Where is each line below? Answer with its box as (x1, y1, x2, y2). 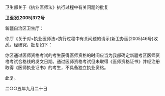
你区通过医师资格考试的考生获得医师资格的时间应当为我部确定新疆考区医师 (5, 52, 156, 58)
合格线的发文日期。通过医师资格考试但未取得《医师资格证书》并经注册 (18, 59, 160, 64)
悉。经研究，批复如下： (5, 42, 53, 48)
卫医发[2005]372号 (5, 15, 45, 21)
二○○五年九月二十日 (5, 86, 48, 91)
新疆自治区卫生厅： (5, 25, 44, 31)
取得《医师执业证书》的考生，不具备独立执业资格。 (5, 64, 109, 70)
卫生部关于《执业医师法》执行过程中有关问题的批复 (5, 4, 109, 10)
